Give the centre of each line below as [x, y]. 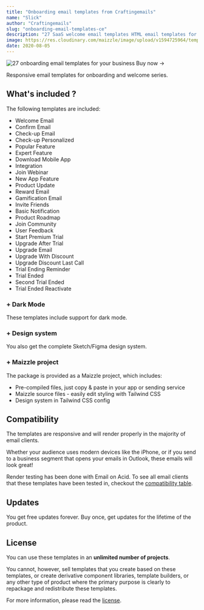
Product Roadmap [38, 217]
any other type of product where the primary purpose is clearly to [89, 582]
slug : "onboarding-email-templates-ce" [57, 29]
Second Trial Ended [40, 282]
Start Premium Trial [39, 237]
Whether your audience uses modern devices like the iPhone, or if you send [101, 452]
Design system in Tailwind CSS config [63, 400]
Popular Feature [35, 146]
